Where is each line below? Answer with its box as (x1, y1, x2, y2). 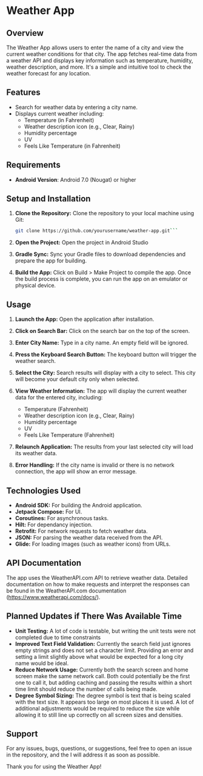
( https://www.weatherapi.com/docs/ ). (6, 593, 101, 600)
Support (6, 729, 38, 739)
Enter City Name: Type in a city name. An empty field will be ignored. (15, 339, 189, 346)
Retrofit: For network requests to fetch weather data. (15, 527, 148, 535)
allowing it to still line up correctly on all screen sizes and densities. (15, 711, 183, 718)
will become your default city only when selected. (15, 376, 139, 383)
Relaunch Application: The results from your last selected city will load (15, 443, 194, 450)
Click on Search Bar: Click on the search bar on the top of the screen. (15, 328, 190, 335)
